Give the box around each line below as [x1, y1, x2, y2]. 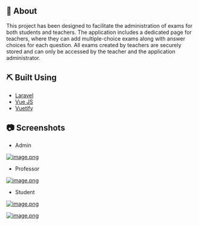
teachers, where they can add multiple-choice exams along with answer [6, 34, 186, 42]
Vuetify [14, 104, 33, 112]
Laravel [14, 91, 34, 99]
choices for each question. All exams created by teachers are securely [6, 41, 182, 48]
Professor [14, 165, 40, 172]
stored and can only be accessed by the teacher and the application [6, 48, 176, 55]
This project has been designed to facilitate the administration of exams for [6, 22, 193, 29]
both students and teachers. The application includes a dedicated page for [6, 28, 192, 36]
